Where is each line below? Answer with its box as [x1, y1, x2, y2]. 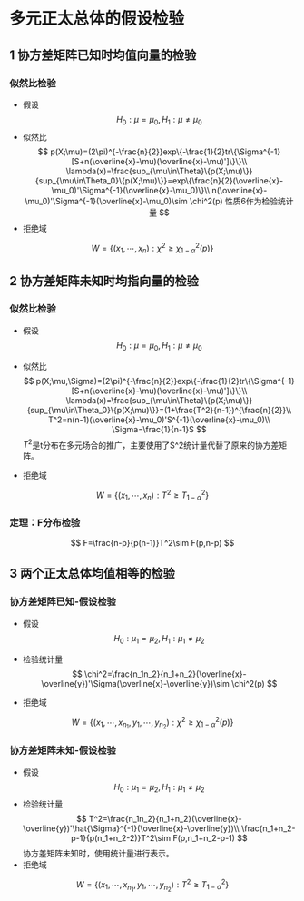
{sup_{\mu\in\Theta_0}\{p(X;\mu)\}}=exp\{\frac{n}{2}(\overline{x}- [34, 174, 284, 186]
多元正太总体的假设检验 [9, 8, 185, 29]
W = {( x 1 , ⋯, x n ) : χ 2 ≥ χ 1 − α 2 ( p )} [91, 241, 214, 255]
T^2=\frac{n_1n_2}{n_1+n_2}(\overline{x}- [88, 814, 242, 825]
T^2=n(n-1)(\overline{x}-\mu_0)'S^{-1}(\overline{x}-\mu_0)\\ [48, 414, 270, 425]
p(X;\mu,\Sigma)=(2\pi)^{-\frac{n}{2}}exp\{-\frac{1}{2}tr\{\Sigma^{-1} [35, 375, 295, 386]
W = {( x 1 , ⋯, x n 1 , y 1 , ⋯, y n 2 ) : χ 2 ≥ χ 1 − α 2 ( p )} [71, 715, 234, 731]
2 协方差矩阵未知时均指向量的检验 [9, 273, 200, 289]
